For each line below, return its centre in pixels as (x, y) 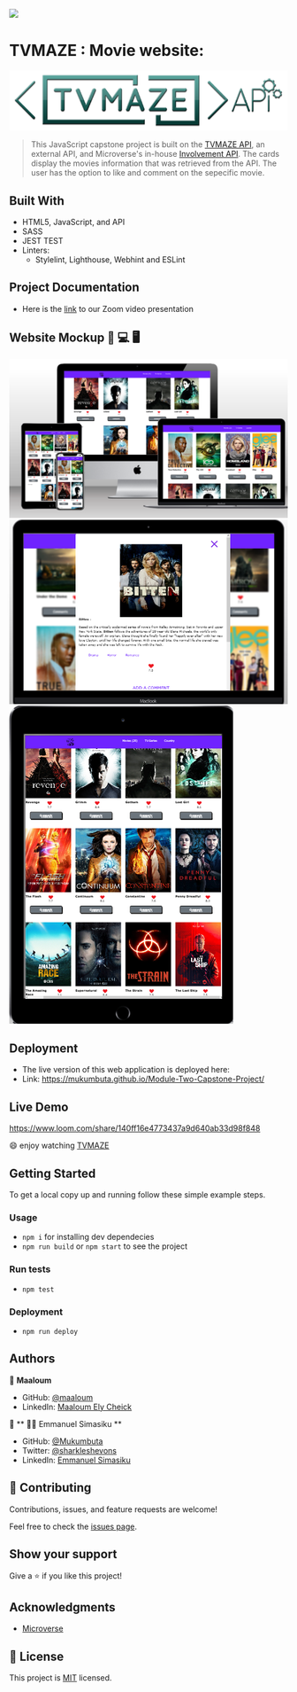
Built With (37, 201)
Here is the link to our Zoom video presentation (108, 308)
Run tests (30, 1269)
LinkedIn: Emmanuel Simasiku (76, 1460)
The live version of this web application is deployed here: (126, 1070)
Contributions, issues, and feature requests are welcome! (114, 1509)
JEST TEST (42, 240)
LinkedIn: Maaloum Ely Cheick (77, 1407)
